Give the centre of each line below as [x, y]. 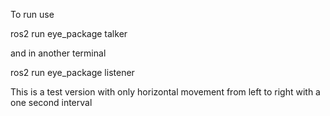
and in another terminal [58, 53]
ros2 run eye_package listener [72, 72]
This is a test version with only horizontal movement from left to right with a [165, 92]
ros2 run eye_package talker [69, 33]
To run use [32, 14]
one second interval [51, 102]
